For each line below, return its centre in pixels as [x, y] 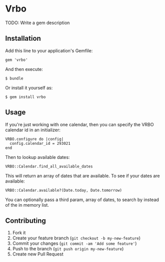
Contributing [26, 221]
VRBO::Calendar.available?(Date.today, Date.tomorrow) [64, 190]
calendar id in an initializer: [33, 130]
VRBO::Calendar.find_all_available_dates [49, 166]
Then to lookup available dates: [38, 157]
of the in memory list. [27, 205]
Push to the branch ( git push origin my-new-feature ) [68, 249]
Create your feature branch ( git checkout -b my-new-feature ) [76, 238]
